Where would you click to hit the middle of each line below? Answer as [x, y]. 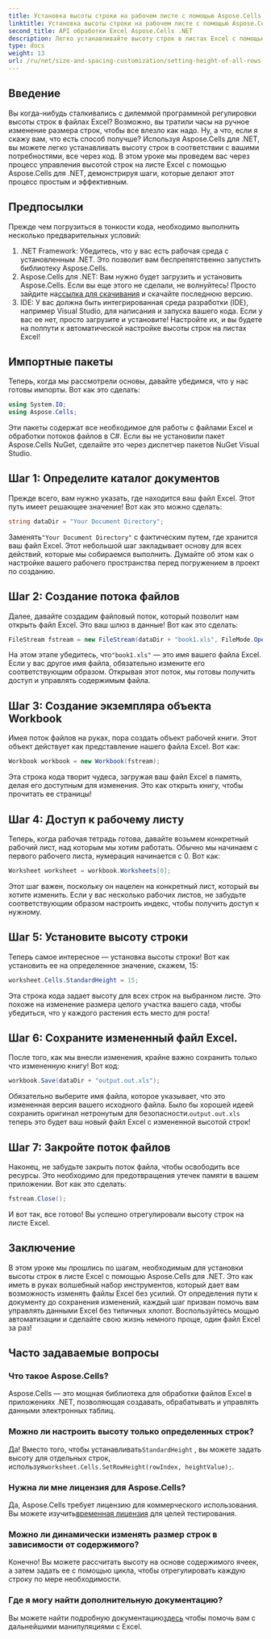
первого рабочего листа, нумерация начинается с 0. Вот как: [114, 856]
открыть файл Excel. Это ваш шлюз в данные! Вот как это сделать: [123, 625]
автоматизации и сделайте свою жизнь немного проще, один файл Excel [134, 1319]
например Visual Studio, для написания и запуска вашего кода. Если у [141, 311]
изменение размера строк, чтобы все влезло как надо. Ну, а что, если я [133, 130]
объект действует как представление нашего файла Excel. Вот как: [124, 747]
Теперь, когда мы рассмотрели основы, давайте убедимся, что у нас [128, 381]
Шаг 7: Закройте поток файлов [90, 1147]
